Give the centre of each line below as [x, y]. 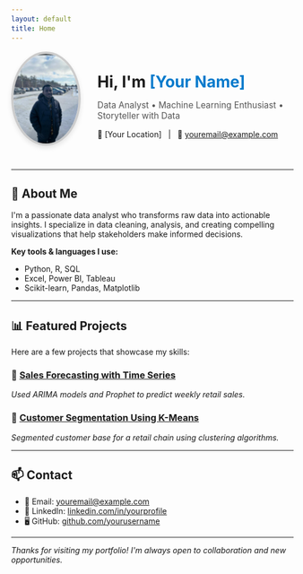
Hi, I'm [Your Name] [171, 82]
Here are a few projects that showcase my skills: [100, 352]
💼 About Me [44, 193]
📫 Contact [42, 475]
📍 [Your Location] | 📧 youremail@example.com [188, 135]
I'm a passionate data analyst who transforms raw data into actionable [141, 215]
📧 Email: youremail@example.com [87, 501]
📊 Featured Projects [69, 326]
